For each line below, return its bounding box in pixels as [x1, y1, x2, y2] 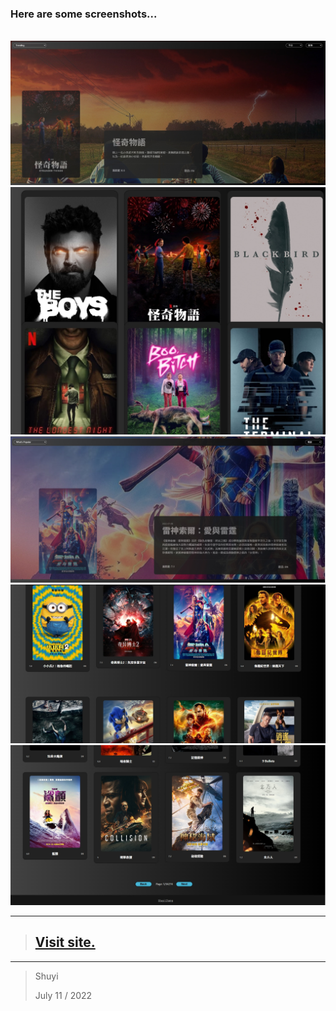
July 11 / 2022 [34, 989, 93, 1001]
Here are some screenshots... [10, 7, 158, 21]
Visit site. [34, 934, 96, 951]
